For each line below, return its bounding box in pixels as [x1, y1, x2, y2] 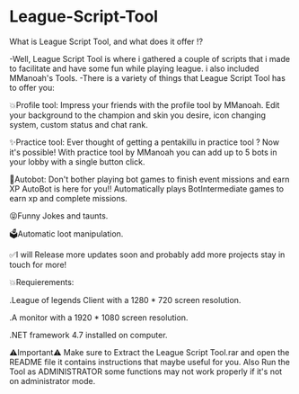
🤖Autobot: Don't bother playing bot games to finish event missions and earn [9, 174, 290, 184]
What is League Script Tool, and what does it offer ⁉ [9, 36, 204, 47]
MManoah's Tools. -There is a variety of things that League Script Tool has [9, 72, 286, 83]
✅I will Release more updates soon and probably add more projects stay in [9, 249, 286, 260]
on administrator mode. [9, 375, 96, 386]
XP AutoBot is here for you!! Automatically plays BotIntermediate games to [9, 183, 285, 194]
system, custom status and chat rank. [9, 119, 148, 130]
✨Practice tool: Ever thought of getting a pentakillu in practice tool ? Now [9, 137, 280, 148]
